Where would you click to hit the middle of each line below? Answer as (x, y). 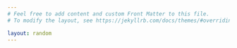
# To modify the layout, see (50, 20)
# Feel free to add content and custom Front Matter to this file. (109, 14)
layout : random (30, 33)
